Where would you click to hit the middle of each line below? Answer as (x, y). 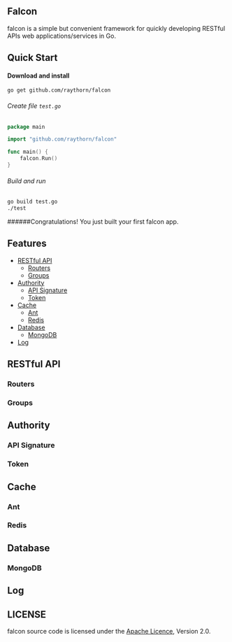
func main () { (28, 152)
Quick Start (32, 58)
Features (27, 244)
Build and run (27, 180)
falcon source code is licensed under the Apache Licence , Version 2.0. (109, 631)
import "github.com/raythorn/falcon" (62, 139)
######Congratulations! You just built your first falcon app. (93, 221)
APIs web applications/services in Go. (62, 36)
